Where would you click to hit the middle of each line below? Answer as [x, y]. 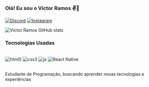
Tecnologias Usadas [30, 43]
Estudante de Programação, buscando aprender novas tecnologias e [75, 74]
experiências [18, 79]
